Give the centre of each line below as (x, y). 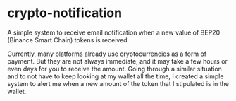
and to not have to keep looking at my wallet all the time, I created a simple (116, 76)
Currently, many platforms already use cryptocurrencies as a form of (107, 54)
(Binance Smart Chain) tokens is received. (68, 40)
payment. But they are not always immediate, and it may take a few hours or (117, 61)
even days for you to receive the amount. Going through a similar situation (114, 69)
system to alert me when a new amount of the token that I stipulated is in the (118, 83)
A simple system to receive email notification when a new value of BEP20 (114, 32)
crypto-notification (64, 13)
